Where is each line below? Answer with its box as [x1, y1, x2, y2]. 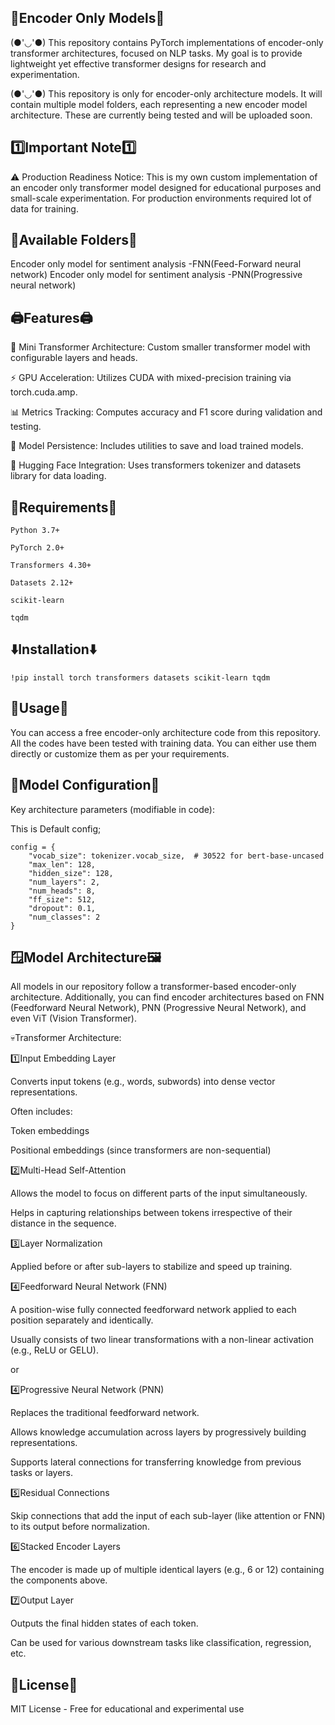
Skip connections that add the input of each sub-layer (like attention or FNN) [10, 1510, 326, 1522]
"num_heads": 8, [28, 886, 97, 896]
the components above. [10, 1574, 108, 1586]
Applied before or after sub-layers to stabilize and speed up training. [10, 1261, 293, 1273]
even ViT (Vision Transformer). [10, 1012, 137, 1025]
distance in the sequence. [10, 1217, 117, 1230]
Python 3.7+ [10, 526, 60, 536]
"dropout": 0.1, [28, 903, 97, 913]
